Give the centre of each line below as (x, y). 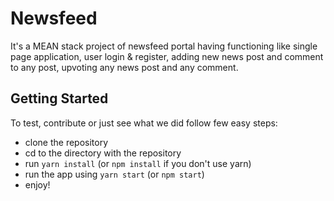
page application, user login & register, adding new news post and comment (167, 56)
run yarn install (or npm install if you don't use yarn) (138, 163)
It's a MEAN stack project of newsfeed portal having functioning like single (164, 46)
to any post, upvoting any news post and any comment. (124, 67)
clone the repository (66, 142)
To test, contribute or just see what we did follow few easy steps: (144, 123)
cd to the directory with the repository (103, 153)
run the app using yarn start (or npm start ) (114, 174)
